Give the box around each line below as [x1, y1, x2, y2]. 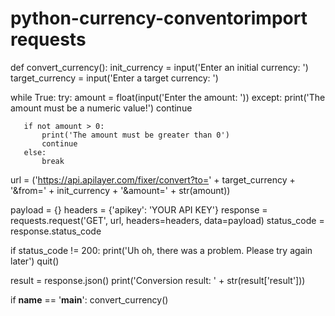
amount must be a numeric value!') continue [10, 102, 193, 114]
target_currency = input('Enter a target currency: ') [10, 72, 219, 84]
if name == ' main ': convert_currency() [10, 293, 169, 306]
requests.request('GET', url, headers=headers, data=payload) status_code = [10, 214, 325, 226]
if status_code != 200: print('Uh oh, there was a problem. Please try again [10, 244, 313, 256]
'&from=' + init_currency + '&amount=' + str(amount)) [10, 184, 231, 196]
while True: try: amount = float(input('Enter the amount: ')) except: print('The [10, 91, 326, 103]
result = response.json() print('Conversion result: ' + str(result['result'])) [10, 274, 306, 286]
